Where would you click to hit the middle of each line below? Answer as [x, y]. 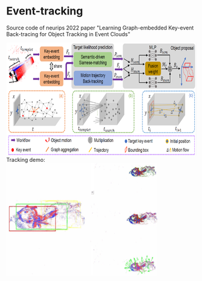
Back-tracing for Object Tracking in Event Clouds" [68, 34]
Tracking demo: [26, 159]
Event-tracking [45, 11]
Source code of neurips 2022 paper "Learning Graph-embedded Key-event [100, 28]
